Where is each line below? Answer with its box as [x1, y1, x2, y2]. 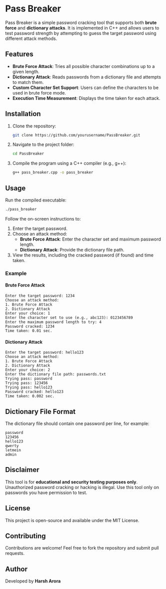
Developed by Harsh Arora [5, 578, 61, 584]
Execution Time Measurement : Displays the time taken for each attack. [12, 95, 161, 101]
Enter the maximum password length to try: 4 [5, 319, 101, 324]
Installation [5, 109, 41, 118]
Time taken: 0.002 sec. [5, 393, 55, 399]
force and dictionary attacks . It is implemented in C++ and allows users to [5, 24, 159, 30]
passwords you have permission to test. [5, 489, 87, 495]
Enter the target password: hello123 [5, 350, 84, 355]
